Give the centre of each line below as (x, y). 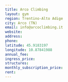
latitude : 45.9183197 (27, 45)
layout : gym (17, 14)
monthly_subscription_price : (34, 68)
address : (14, 37)
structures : (17, 63)
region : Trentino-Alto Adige (34, 18)
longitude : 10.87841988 (29, 50)
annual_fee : (17, 54)
